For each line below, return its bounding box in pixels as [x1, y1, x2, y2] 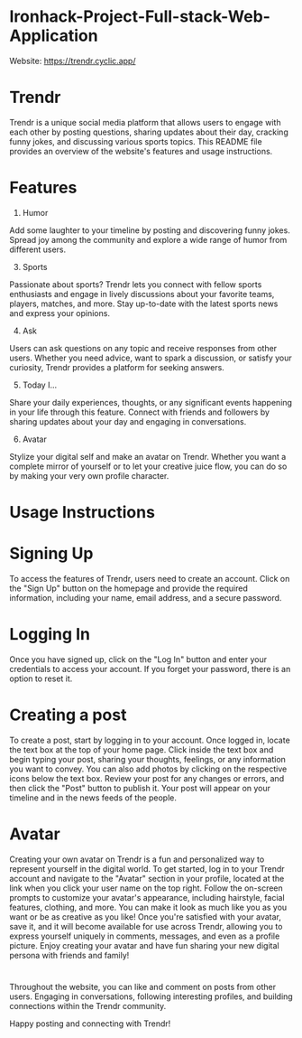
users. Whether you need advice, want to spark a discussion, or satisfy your [9, 352, 293, 363]
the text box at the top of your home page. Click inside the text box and [9, 743, 274, 755]
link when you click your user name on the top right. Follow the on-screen [9, 883, 284, 893]
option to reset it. [9, 673, 73, 684]
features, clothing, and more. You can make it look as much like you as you [9, 902, 288, 912]
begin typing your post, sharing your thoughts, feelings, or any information [9, 753, 287, 764]
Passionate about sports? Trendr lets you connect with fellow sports [9, 278, 262, 290]
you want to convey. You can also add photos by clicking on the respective [9, 763, 288, 774]
